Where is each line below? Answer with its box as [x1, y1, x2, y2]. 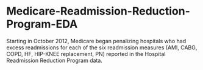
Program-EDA [6, 17, 78, 31]
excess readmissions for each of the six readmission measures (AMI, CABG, [6, 44, 198, 51]
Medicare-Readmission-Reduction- [6, 4, 191, 18]
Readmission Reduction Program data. [6, 57, 102, 64]
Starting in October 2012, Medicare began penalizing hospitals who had [6, 37, 187, 44]
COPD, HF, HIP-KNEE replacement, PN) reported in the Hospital [6, 50, 166, 57]
